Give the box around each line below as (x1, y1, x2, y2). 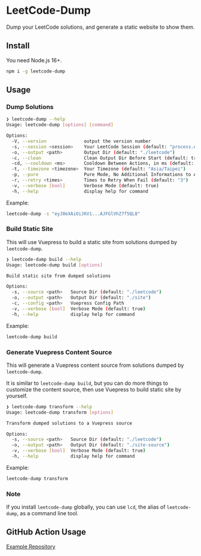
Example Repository (6, 543, 56, 550)
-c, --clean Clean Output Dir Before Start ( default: (11, 155, 188, 161)
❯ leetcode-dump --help (6, 116, 66, 123)
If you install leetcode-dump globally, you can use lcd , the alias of (6, 503, 166, 511)
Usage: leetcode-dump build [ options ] (6, 262, 103, 268)
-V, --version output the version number (11, 138, 151, 144)
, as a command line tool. (17, 510, 79, 517)
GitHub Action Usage (6, 527, 87, 537)
